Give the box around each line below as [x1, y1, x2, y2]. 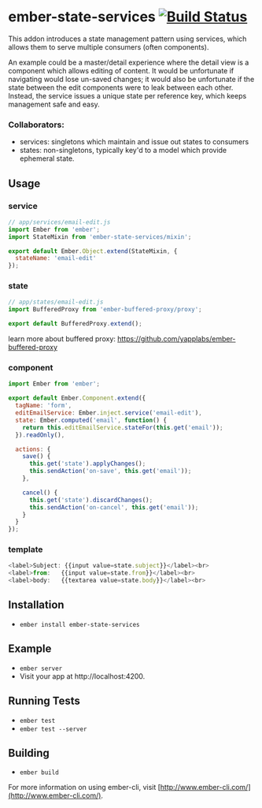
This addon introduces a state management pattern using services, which [8, 34, 247, 43]
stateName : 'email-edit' [15, 255, 97, 263]
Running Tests [8, 694, 80, 708]
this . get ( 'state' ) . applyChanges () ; [28, 460, 146, 468]
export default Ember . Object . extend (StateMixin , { [8, 247, 178, 255]
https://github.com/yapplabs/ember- [116, 334, 236, 344]
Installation [8, 598, 65, 612]
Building [8, 746, 50, 760]
